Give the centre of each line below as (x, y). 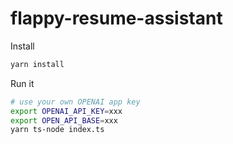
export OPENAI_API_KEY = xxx (66, 111)
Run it (22, 83)
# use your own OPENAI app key (75, 102)
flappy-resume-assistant (116, 18)
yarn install (37, 64)
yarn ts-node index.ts (57, 130)
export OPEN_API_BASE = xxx (64, 120)
